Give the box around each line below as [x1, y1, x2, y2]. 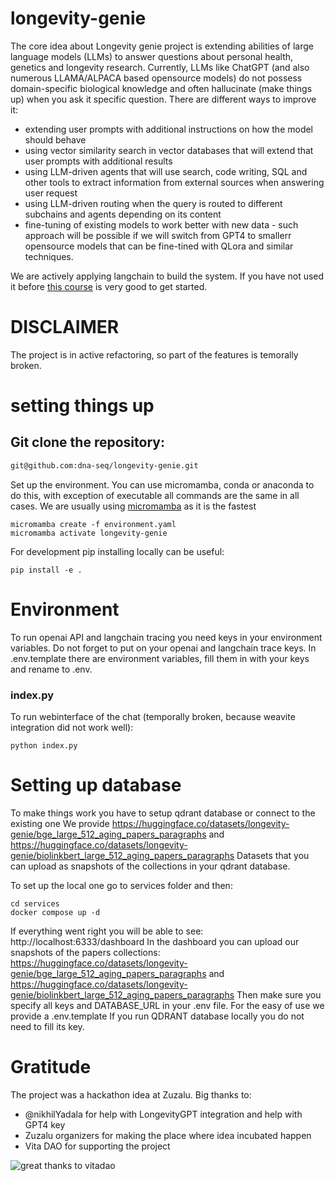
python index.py [10, 740, 78, 751]
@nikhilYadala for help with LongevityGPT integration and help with [24, 1108, 303, 1120]
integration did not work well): [10, 721, 134, 733]
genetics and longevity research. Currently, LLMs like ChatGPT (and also [10, 61, 310, 73]
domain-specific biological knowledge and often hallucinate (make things [10, 82, 313, 94]
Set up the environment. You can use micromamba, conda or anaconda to [10, 478, 315, 491]
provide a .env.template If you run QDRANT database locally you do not [10, 1010, 305, 1022]
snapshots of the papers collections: [10, 946, 161, 958]
